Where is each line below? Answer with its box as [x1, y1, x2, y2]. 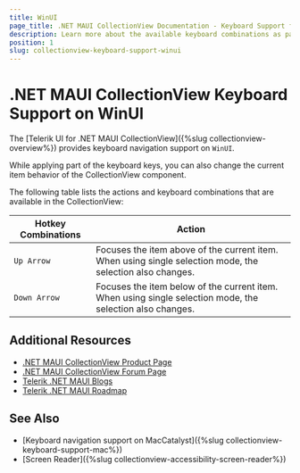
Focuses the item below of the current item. [96, 280, 279, 293]
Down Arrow [13, 293, 60, 303]
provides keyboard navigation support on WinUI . [58, 143, 235, 154]
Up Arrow [13, 256, 51, 266]
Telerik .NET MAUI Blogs [21, 376, 113, 386]
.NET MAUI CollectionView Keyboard [9, 85, 288, 105]
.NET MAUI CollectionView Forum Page [21, 366, 167, 377]
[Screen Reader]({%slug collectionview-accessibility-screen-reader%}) [21, 453, 287, 464]
